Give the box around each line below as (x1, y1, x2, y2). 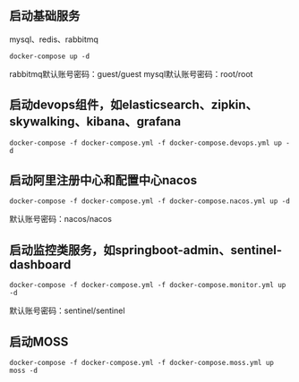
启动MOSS (9, 334, 69, 349)
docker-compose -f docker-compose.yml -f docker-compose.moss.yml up (9, 359, 275, 368)
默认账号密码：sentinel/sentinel (9, 305, 125, 316)
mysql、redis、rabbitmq (9, 34, 98, 45)
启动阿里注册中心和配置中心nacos (9, 173, 198, 188)
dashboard (9, 257, 72, 272)
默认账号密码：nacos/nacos (9, 214, 112, 225)
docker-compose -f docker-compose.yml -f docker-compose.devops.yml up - (9, 138, 291, 148)
